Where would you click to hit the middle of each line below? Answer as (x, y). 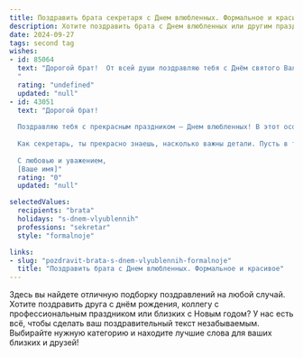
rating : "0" (40, 177)
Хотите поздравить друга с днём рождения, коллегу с (114, 305)
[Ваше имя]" (40, 169)
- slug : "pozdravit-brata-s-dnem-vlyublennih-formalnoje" (120, 260)
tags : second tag (42, 43)
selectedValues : (40, 202)
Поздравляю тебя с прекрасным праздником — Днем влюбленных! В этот (149, 127)
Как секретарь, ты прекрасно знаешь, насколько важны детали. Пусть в (153, 144)
